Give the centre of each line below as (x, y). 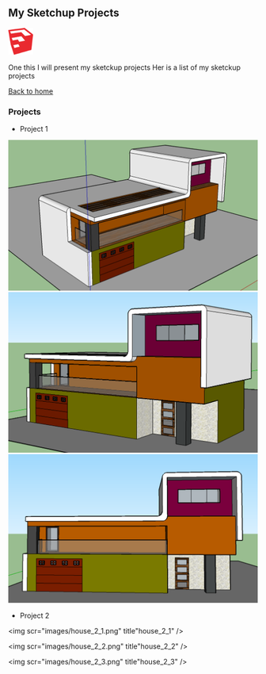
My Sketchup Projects (64, 13)
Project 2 (34, 616)
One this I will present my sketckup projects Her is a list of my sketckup (125, 67)
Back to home (31, 91)
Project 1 (34, 129)
